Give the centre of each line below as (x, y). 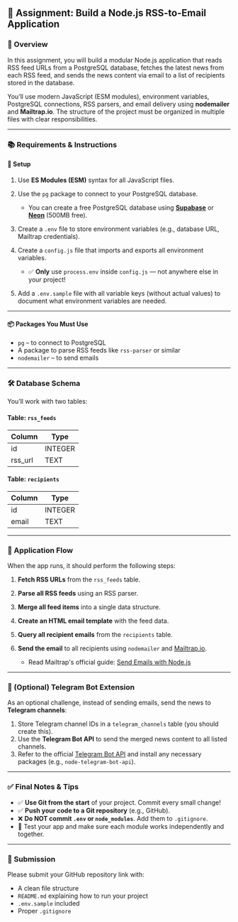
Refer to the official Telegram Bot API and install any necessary (109, 754)
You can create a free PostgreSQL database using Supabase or (121, 208)
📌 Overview (28, 45)
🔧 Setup (19, 164)
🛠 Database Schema (44, 383)
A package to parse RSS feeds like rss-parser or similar (99, 350)
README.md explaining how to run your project (83, 896)
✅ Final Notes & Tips (43, 787)
